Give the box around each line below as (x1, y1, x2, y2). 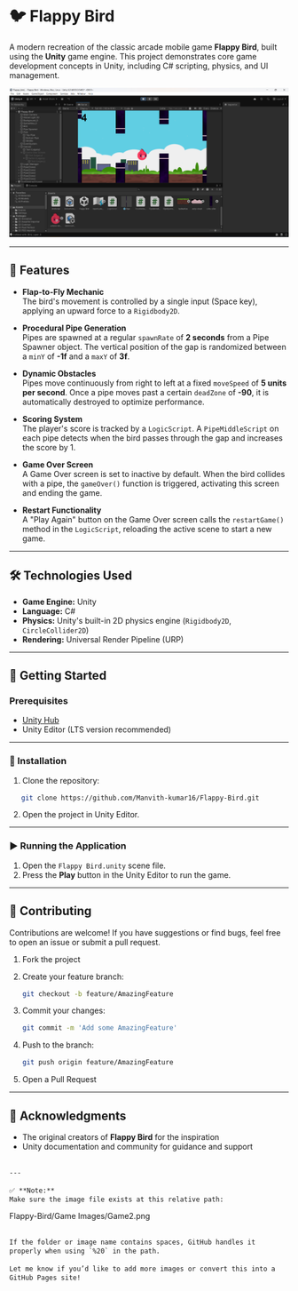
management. (9, 69, 60, 80)
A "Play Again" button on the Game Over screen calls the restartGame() (21, 514, 285, 524)
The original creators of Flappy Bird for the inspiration (21, 1131, 220, 1142)
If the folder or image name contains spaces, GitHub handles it (9, 1238, 255, 1247)
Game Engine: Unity (21, 596, 98, 607)
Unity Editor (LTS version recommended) (21, 724, 171, 735)
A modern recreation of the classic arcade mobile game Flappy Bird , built (9, 41, 278, 52)
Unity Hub (21, 715, 59, 726)
